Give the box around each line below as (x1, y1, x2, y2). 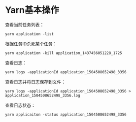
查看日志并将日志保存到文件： (5, 79, 66, 85)
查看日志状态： (5, 102, 35, 108)
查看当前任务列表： (5, 22, 44, 28)
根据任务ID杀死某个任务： (5, 40, 57, 47)
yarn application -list (5, 31, 54, 36)
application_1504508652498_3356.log (5, 93, 80, 98)
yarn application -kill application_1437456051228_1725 (5, 50, 122, 56)
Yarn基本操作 (5, 4, 59, 16)
